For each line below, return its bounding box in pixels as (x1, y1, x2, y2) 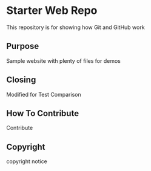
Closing (6, 75, 36, 85)
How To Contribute (6, 108, 79, 118)
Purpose (6, 41, 39, 51)
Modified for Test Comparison (6, 91, 81, 98)
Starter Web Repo (6, 4, 98, 18)
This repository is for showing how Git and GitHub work (6, 24, 145, 31)
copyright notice (6, 158, 47, 165)
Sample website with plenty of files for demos (6, 57, 121, 64)
